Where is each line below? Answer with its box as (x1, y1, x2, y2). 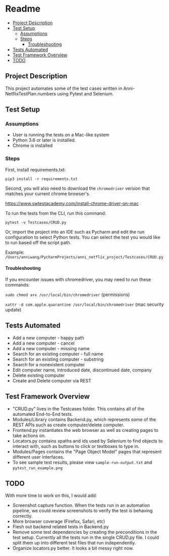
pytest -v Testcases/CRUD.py (5, 220, 67, 225)
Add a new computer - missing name (12, 345, 90, 351)
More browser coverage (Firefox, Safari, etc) (12, 518, 105, 525)
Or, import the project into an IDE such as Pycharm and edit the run (5, 229, 145, 235)
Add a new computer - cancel (12, 340, 75, 346)
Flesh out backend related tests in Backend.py (12, 524, 109, 530)
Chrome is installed (12, 142, 53, 149)
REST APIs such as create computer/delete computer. (12, 422, 125, 428)
